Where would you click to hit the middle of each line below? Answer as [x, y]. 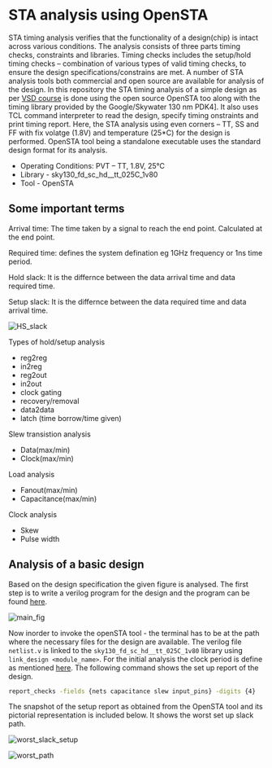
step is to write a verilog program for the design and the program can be [129, 593]
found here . [28, 601]
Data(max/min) [45, 450]
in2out [31, 384]
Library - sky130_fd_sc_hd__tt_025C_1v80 [89, 174]
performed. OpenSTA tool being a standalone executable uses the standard [135, 141]
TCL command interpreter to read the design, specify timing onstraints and [134, 115]
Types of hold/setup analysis [57, 342]
